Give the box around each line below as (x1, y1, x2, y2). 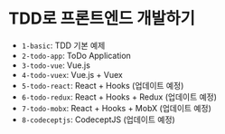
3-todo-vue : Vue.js (21, 60, 91, 71)
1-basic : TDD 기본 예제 (21, 40, 106, 51)
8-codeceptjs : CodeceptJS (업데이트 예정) (21, 114, 175, 125)
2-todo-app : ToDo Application (21, 50, 132, 61)
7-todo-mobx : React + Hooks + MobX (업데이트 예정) (21, 102, 211, 113)
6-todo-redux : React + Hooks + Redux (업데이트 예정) (21, 91, 218, 102)
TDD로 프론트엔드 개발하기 (8, 8, 195, 29)
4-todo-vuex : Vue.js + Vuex (21, 69, 123, 80)
